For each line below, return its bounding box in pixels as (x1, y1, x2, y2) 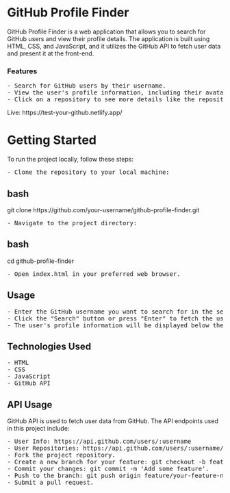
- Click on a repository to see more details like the (7, 96, 195, 103)
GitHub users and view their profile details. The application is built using (7, 34, 210, 42)
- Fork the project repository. (7, 451, 116, 459)
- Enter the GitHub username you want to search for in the (7, 307, 214, 316)
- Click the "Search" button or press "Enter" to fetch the (7, 314, 214, 323)
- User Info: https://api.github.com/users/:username (7, 438, 192, 446)
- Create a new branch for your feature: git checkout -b (7, 458, 206, 466)
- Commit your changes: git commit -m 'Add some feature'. (7, 465, 210, 473)
